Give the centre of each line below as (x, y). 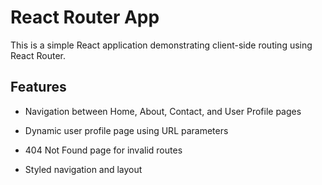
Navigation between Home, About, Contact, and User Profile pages (163, 111)
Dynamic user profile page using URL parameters (126, 130)
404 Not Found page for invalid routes (103, 150)
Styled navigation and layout (83, 169)
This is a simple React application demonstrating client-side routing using (161, 45)
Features (38, 87)
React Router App (85, 17)
